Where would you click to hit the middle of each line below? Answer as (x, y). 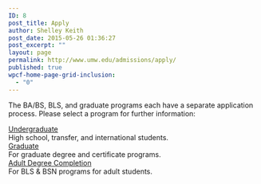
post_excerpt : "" (37, 45)
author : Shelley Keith (46, 30)
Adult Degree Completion (50, 162)
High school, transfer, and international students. (89, 137)
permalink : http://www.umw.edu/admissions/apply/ (93, 61)
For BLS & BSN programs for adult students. (81, 171)
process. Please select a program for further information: (102, 113)
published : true (35, 68)
